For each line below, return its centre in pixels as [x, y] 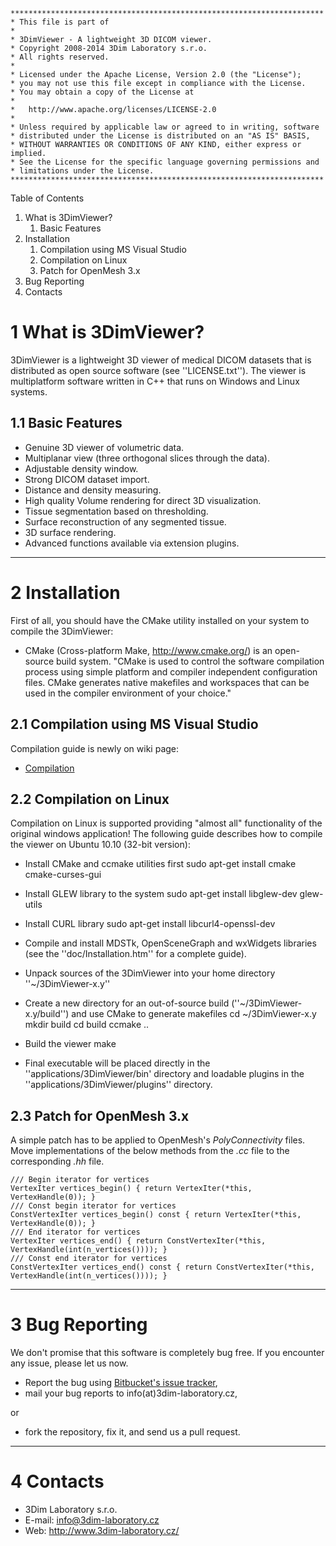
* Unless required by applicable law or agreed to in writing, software [165, 127]
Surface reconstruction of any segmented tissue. [125, 521]
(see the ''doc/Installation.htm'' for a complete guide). [135, 954]
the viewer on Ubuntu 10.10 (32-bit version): [100, 845]
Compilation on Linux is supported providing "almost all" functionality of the [166, 823]
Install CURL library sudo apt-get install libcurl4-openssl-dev [150, 924]
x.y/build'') [47, 1014]
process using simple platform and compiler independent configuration [171, 671]
